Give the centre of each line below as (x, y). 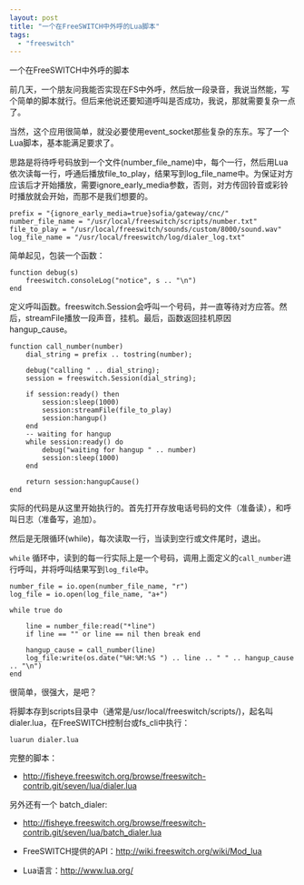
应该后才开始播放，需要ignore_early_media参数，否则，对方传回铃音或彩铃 (149, 185)
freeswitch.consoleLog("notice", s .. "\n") (111, 281)
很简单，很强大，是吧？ (53, 692)
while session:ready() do (75, 442)
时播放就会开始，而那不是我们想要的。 (81, 196)
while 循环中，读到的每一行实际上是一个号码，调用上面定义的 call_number (147, 558)
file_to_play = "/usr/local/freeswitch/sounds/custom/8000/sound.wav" (146, 230)
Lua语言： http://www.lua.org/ (78, 870)
